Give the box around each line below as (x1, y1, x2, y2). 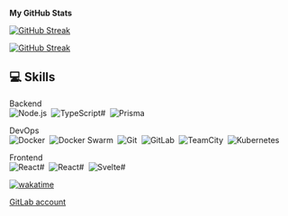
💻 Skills (9, 69, 56, 85)
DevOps (9, 125, 40, 136)
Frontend (9, 152, 43, 163)
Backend (9, 98, 42, 109)
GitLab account (9, 196, 67, 207)
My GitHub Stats (9, 8, 73, 18)
